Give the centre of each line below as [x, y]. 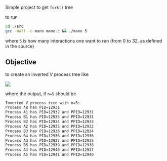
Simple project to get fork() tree [39, 7]
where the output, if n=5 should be [41, 94]
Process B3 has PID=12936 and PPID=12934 [50, 131]
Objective [21, 62]
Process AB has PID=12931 [32, 108]
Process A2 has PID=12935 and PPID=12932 [50, 126]
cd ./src [14, 26]
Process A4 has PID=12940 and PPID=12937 [50, 150]
